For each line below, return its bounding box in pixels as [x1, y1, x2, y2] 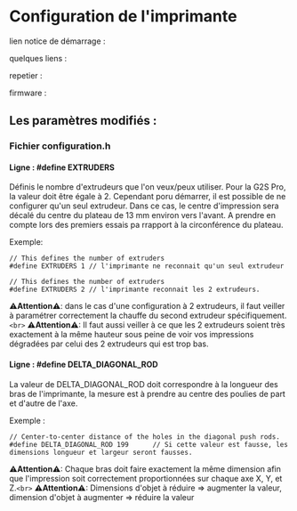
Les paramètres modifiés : [9, 113, 157, 128]
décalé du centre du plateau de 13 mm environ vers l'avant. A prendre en [9, 210, 277, 221]
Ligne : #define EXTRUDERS [9, 162, 116, 173]
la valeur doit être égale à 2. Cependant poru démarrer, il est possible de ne [9, 191, 286, 202]
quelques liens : [9, 53, 68, 63]
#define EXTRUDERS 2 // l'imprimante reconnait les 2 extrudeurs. [9, 285, 261, 295]
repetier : [9, 69, 43, 81]
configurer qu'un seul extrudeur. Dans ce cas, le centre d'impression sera [9, 200, 279, 211]
